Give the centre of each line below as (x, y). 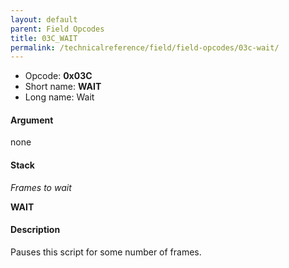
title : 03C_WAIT (44, 38)
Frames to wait (41, 187)
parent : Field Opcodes (57, 29)
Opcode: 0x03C (58, 76)
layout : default (44, 19)
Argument (32, 120)
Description (35, 230)
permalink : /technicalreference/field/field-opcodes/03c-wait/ (145, 47)
